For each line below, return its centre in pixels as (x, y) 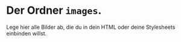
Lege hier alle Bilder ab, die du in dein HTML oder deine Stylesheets (91, 27)
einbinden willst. (27, 33)
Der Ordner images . (54, 10)
